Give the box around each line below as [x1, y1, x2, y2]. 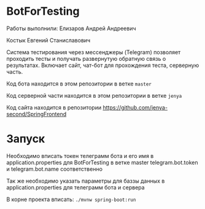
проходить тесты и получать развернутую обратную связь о [6, 55, 166, 62]
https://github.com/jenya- [102, 103, 168, 111]
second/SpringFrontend [6, 110, 67, 117]
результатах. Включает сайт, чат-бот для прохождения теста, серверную [6, 61, 199, 69]
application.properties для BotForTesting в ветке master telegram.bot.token [6, 159, 198, 166]
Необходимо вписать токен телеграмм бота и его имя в [6, 152, 154, 159]
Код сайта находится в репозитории [6, 103, 102, 111]
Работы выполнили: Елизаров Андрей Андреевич [6, 25, 136, 32]
